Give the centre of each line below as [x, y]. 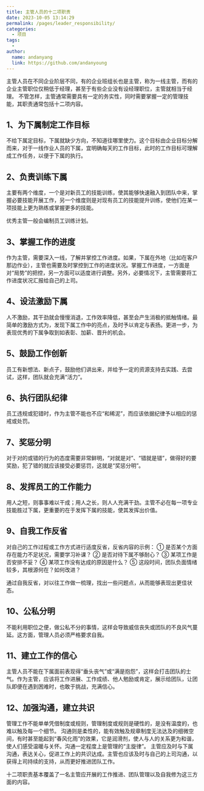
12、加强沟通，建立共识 [51, 707]
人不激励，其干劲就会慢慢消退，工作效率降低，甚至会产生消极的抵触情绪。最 [102, 317]
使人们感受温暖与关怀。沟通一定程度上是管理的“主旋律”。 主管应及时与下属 [100, 747]
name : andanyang [32, 57]
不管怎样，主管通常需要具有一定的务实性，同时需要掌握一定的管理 [100, 96]
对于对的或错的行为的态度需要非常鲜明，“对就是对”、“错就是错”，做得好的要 [101, 458]
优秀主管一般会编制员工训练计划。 [49, 221]
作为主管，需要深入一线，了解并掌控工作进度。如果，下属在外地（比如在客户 [102, 257]
